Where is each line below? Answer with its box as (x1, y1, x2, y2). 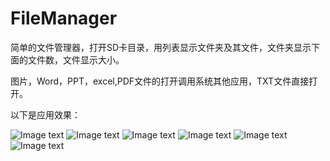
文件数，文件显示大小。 (27, 53, 125, 66)
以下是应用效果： (10, 108, 81, 121)
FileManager (10, 7, 118, 30)
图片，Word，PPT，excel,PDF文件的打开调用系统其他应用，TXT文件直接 (10, 75, 310, 87)
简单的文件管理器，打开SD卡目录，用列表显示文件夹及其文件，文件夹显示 (10, 41, 312, 53)
